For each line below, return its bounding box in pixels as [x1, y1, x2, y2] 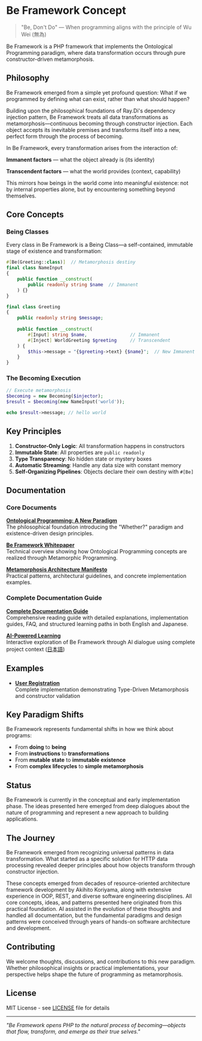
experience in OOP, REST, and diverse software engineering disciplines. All [6, 892, 192, 900]
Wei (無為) [20, 31, 47, 38]
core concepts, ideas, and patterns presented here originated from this [6, 899, 182, 906]
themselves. [6, 192, 37, 199]
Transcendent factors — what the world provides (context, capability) [6, 167, 181, 175]
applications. [6, 815, 38, 822]
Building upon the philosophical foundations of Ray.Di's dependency [6, 107, 176, 114]
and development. [6, 925, 51, 932]
